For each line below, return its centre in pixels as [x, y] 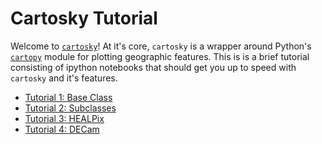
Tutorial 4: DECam [62, 129]
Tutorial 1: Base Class [68, 97]
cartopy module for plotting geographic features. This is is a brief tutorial [160, 56]
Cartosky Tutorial [84, 18]
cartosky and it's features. [64, 78]
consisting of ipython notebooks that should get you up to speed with [153, 67]
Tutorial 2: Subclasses [70, 108]
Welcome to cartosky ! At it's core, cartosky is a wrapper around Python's [161, 46]
